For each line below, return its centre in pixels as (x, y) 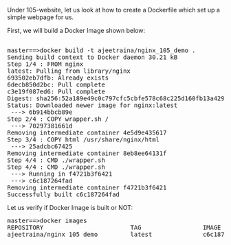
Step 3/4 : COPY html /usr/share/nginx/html (84, 140)
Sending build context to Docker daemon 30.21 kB (92, 57)
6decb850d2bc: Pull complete (56, 85)
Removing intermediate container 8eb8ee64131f (87, 153)
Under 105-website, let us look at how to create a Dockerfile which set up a (113, 10)
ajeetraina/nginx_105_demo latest (80, 234)
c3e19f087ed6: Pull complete (56, 92)
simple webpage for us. (41, 17)
